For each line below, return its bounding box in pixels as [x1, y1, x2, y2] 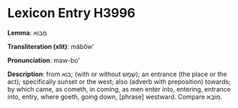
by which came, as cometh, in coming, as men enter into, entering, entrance [7, 85, 231, 93]
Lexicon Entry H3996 [7, 5, 136, 21]
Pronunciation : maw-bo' [7, 55, 81, 65]
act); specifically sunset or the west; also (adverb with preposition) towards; [7, 77, 231, 86]
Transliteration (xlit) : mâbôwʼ [7, 42, 95, 50]
